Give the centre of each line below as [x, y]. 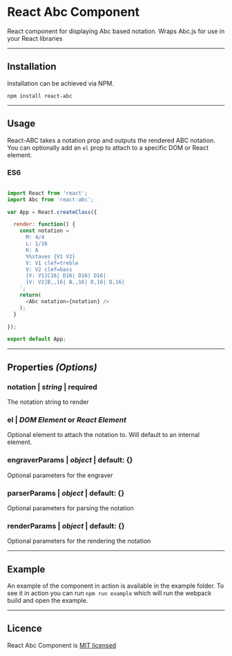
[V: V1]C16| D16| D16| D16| [66, 276]
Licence [25, 629]
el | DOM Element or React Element [67, 420]
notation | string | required [52, 387]
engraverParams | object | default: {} [70, 460]
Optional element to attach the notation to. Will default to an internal [104, 435]
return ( [30, 295]
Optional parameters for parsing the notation [70, 508]
